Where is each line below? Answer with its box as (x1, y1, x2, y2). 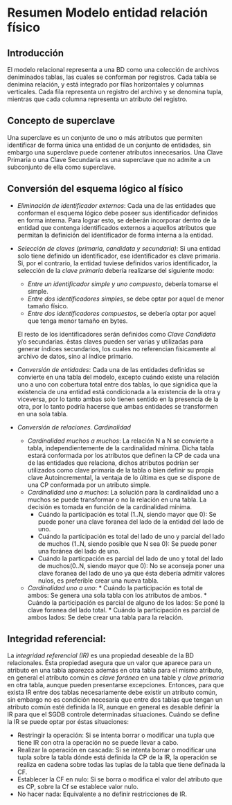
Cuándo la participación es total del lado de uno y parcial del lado (37, 532, 225, 540)
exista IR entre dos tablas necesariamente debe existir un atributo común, (7, 688, 217, 697)
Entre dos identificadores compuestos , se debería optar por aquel (27, 309, 216, 317)
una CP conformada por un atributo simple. (27, 480, 151, 489)
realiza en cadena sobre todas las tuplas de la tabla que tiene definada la (17, 761, 226, 769)
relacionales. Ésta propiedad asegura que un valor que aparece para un (7, 659, 211, 667)
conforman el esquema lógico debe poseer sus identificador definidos (17, 209, 218, 217)
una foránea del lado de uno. (37, 547, 121, 555)
